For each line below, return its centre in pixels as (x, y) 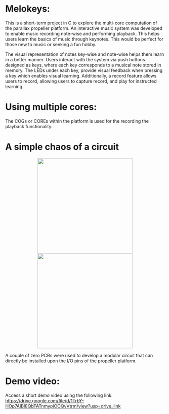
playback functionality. (29, 126)
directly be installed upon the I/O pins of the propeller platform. (71, 361)
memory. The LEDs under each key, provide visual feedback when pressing (84, 70)
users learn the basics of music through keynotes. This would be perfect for (84, 39)
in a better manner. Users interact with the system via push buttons (75, 59)
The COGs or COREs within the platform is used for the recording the (77, 121)
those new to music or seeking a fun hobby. (51, 44)
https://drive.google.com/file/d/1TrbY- (45, 400)
